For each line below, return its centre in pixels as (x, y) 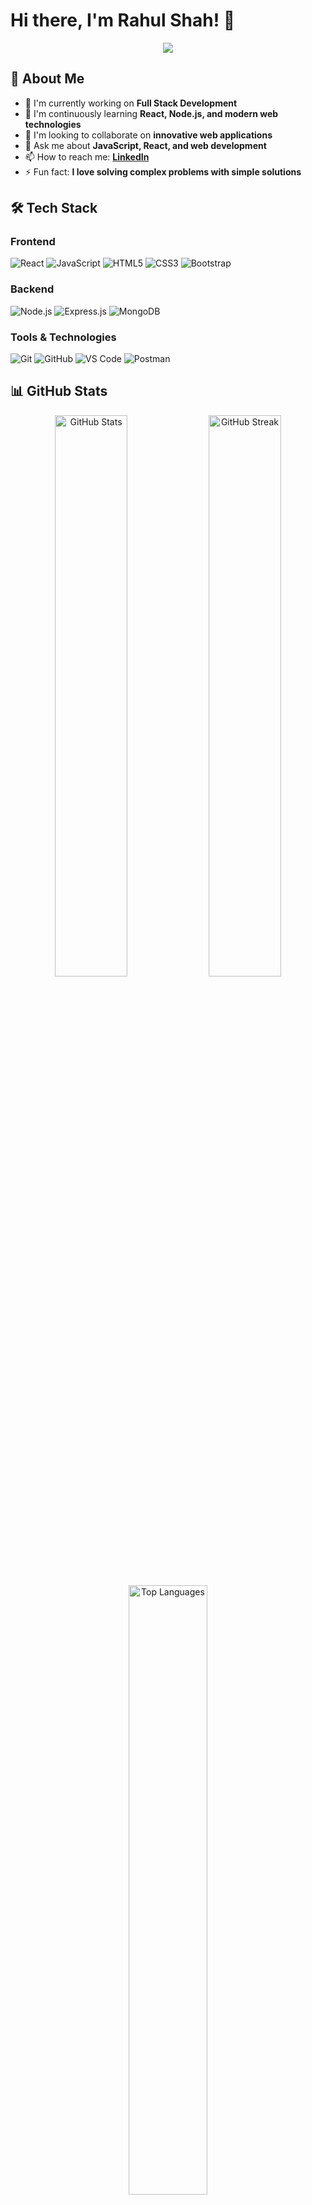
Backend (32, 289)
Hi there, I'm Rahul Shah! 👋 (123, 20)
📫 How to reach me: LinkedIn (87, 156)
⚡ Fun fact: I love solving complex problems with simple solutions (163, 171)
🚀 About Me (47, 79)
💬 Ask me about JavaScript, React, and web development (145, 145)
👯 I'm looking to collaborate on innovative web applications (148, 135)
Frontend (33, 242)
